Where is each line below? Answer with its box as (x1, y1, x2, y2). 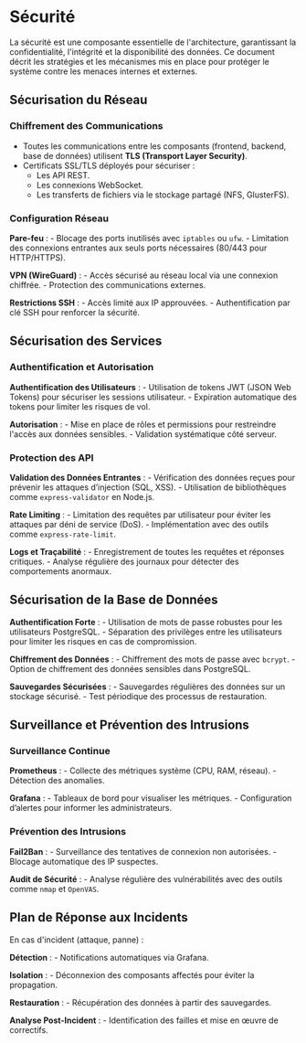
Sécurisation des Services (9, 334, 163, 349)
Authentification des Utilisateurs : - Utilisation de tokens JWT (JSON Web (9, 381, 291, 392)
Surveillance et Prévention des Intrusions (9, 718, 249, 733)
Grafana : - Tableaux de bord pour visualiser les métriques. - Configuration (9, 793, 292, 804)
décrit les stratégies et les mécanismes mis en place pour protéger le (9, 56, 269, 67)
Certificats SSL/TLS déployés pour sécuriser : (22, 160, 195, 171)
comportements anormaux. (9, 565, 112, 577)
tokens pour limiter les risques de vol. (9, 400, 151, 412)
